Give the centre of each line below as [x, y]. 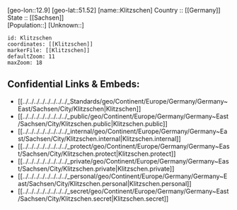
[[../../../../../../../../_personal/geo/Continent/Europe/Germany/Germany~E [122, 176]
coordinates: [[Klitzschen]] [50, 44]
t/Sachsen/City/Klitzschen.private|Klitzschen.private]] [96, 168]
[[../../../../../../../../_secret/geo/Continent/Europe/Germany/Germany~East [123, 191]
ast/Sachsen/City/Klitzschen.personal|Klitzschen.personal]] [105, 183]
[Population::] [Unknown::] [46, 25]
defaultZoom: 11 [31, 56]
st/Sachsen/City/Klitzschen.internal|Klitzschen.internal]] [99, 138]
